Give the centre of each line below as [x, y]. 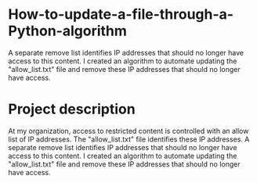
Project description [72, 109]
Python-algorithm [68, 31]
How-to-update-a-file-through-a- [121, 14]
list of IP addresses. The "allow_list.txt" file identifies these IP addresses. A [129, 139]
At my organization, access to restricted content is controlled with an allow [128, 131]
